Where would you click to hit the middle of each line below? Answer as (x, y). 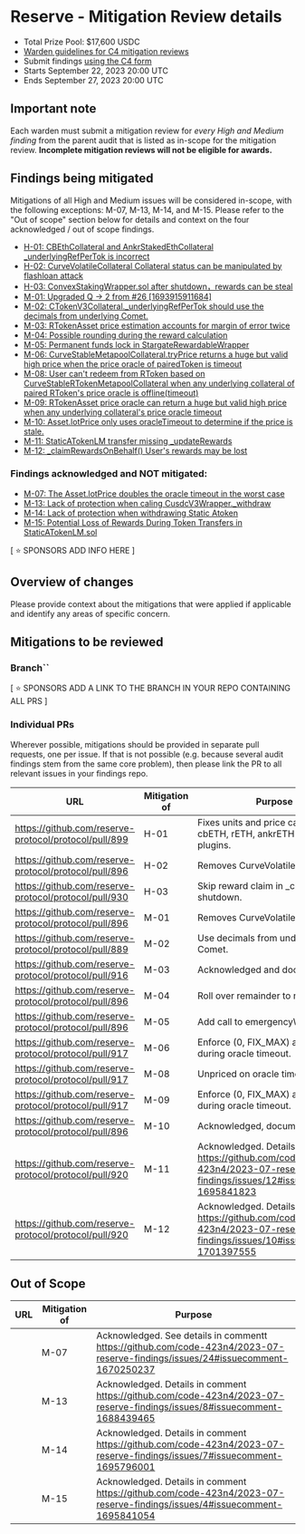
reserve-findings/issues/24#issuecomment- (192, 1358)
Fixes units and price (241, 822)
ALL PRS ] (29, 701)
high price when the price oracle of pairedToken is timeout (133, 363)
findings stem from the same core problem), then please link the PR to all (146, 764)
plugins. (214, 844)
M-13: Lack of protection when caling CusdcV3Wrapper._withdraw (147, 503)
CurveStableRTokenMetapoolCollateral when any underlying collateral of (159, 383)
